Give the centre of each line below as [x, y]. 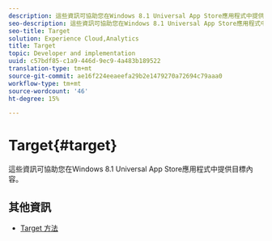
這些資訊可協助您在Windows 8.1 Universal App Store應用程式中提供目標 [127, 169]
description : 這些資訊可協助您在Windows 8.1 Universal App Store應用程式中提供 [136, 16]
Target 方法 [39, 228]
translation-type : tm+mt [50, 69]
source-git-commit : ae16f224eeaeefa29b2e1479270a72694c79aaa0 [115, 76]
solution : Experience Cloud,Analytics [74, 38]
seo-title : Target [39, 31]
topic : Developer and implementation [72, 53]
